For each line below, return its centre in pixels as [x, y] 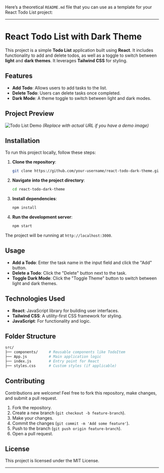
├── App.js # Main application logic [53, 357]
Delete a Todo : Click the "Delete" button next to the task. [69, 273]
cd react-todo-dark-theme [38, 189]
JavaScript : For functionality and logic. [51, 321]
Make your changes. [33, 418]
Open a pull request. [33, 433]
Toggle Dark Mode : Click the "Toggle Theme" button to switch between [84, 278]
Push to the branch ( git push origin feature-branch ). [67, 428]
